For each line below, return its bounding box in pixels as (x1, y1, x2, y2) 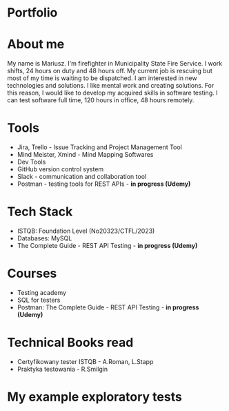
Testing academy (17, 288, 67, 296)
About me (7, 37, 65, 52)
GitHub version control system (17, 165, 104, 173)
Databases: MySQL (17, 234, 72, 242)
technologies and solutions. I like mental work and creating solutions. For (7, 82, 215, 90)
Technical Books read (7, 335, 134, 350)
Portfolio (7, 5, 58, 21)
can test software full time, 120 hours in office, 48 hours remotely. (7, 96, 195, 104)
